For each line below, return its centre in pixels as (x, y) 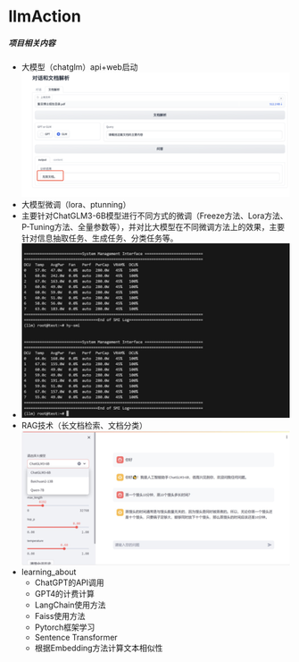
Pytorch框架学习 (65, 627)
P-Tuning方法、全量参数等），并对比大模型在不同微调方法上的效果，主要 (153, 227)
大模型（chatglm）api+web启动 (79, 67)
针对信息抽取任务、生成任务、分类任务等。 (100, 238)
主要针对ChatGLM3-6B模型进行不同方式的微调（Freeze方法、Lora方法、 (154, 216)
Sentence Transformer (76, 637)
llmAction (45, 17)
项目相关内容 (32, 43)
